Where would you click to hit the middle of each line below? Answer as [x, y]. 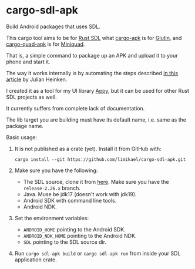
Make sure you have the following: [56, 170]
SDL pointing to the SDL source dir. [65, 242]
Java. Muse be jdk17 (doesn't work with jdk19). [80, 194]
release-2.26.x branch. [52, 188]
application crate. [36, 260]
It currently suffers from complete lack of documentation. [75, 108]
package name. [25, 126]
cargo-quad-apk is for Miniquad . [46, 44]
